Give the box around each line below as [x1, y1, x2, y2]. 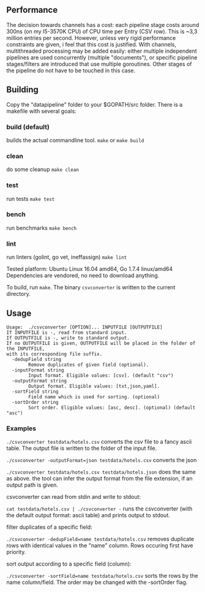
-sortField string [12, 389, 59, 395]
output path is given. [6, 481, 58, 489]
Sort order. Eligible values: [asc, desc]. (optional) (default [28, 404, 196, 411]
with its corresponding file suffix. [6, 351, 103, 357]
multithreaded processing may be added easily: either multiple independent [6, 47, 197, 55]
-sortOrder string [12, 399, 59, 405]
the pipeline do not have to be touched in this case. [6, 67, 136, 74]
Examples [6, 424, 37, 433]
